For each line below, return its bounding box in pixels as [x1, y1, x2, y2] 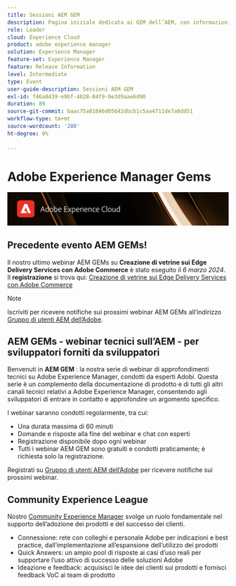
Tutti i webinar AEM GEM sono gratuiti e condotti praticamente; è [17, 445, 206, 453]
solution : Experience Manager [7, 49, 96, 56]
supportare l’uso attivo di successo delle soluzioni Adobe [17, 556, 183, 564]
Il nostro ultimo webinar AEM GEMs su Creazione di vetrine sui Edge [7, 257, 207, 267]
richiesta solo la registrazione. [17, 452, 105, 461]
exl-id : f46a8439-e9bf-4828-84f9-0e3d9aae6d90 [7, 93, 146, 100]
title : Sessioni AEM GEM [7, 11, 80, 18]
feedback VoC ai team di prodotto [17, 571, 116, 580]
